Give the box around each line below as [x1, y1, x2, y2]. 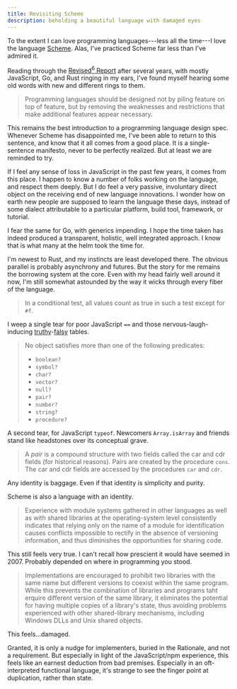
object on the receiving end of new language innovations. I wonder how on [7, 190, 226, 199]
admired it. [7, 51, 39, 60]
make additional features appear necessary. [24, 110, 154, 119]
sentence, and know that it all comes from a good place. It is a [7, 139, 189, 147]
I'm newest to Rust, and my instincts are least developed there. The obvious [7, 255, 229, 264]
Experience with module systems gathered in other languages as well [24, 506, 228, 515]
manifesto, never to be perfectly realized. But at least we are [35, 146, 212, 155]
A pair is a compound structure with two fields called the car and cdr [24, 450, 225, 458]
